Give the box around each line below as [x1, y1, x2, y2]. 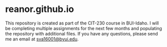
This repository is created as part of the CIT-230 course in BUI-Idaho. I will [5, 20, 159, 26]
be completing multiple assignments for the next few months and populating [5, 25, 162, 31]
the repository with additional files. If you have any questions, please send [5, 30, 158, 36]
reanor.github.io [5, 3, 74, 15]
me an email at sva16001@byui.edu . [5, 36, 79, 42]
